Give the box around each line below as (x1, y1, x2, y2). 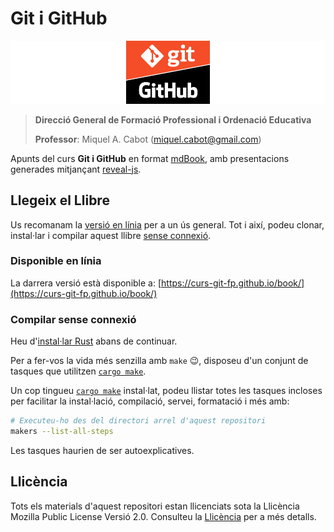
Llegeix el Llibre (10, 192, 110, 209)
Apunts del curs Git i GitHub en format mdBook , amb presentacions (10, 152, 290, 164)
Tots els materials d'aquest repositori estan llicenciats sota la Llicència (10, 500, 300, 512)
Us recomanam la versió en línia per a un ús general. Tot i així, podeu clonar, (10, 218, 325, 231)
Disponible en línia (10, 254, 102, 268)
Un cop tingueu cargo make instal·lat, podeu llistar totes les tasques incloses (10, 385, 323, 397)
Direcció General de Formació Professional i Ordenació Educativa (34, 113, 312, 126)
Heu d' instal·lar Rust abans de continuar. (10, 335, 178, 347)
